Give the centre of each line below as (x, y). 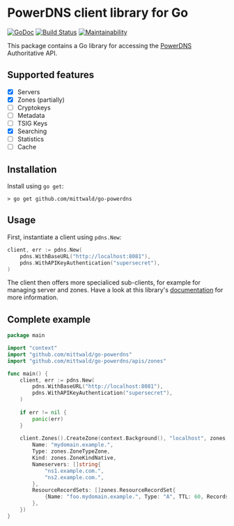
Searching (32, 131)
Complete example (49, 319)
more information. (33, 297)
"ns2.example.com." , (74, 477)
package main (26, 336)
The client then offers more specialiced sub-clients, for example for (104, 283)
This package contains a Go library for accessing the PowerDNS (100, 45)
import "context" (32, 348)
